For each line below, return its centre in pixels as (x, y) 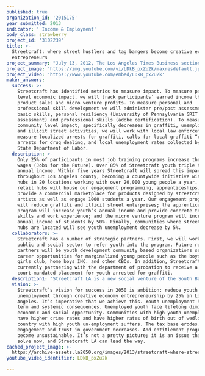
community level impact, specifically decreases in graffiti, (98, 126)
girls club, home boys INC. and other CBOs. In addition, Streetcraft (109, 262)
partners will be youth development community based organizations (105, 250)
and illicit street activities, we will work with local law (96, 131)
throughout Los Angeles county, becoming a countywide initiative (103, 177)
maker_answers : (26, 80)
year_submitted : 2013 (34, 23)
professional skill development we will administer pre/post (96, 108)
